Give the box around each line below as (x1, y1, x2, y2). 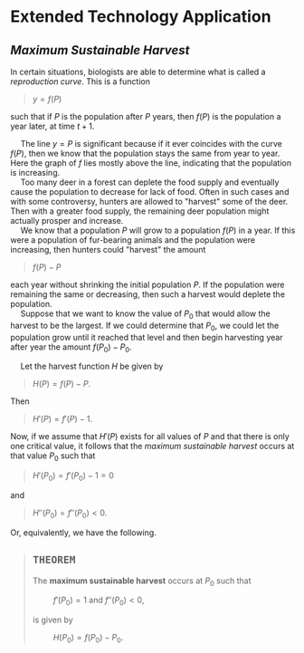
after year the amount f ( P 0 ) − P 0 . (10, 341, 132, 354)
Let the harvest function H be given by (20, 360, 164, 372)
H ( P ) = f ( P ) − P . (32, 379, 91, 389)
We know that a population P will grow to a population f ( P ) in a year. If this (20, 225, 296, 235)
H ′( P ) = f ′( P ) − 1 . (32, 414, 93, 425)
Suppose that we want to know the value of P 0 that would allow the (20, 308, 271, 321)
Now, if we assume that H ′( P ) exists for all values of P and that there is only (10, 431, 290, 442)
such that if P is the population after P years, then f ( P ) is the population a (10, 111, 281, 121)
